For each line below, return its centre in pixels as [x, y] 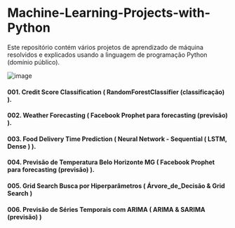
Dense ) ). [22, 146]
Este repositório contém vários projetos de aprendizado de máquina [105, 47]
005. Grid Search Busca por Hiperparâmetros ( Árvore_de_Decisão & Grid [116, 186]
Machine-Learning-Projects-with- [109, 13]
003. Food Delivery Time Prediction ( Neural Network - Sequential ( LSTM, [117, 139]
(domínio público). [34, 62]
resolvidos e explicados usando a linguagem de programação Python [107, 55]
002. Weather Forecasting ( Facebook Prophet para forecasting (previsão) [117, 115]
